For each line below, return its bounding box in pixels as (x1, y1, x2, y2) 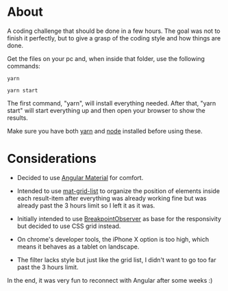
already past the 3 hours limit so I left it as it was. (16, 201, 155, 210)
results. (7, 114, 29, 122)
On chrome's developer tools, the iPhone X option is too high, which (16, 235, 210, 243)
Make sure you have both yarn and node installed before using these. (7, 127, 203, 135)
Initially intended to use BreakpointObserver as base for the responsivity (16, 214, 221, 223)
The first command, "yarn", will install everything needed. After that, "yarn (7, 99, 216, 107)
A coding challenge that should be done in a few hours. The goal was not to (7, 27, 220, 35)
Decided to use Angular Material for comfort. (16, 173, 144, 181)
